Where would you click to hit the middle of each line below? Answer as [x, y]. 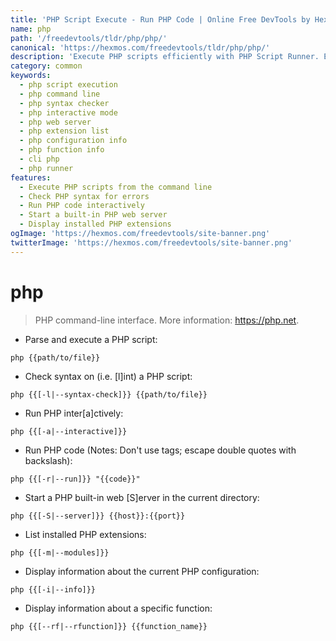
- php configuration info [73, 141]
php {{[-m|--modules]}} [60, 552]
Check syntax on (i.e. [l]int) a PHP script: [108, 376]
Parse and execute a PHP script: [91, 339]
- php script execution [68, 85]
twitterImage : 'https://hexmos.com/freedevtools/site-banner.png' [151, 242]
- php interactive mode [68, 112]
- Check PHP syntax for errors [84, 196]
